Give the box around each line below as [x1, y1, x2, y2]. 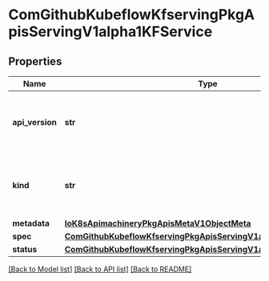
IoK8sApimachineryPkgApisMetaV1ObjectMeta [64, 218, 251, 229]
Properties [8, 54, 62, 68]
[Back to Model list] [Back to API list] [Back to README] [8, 264, 192, 274]
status [12, 244, 38, 255]
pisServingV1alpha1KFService [8, 22, 213, 41]
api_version [12, 117, 58, 127]
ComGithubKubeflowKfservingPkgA [8, 6, 255, 24]
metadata [12, 218, 50, 229]
